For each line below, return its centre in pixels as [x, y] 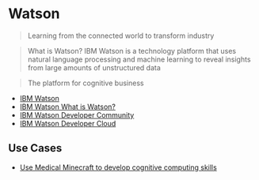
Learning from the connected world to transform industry [121, 36]
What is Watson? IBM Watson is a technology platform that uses [132, 51]
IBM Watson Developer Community [77, 114]
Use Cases [35, 148]
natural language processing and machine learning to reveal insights [139, 59]
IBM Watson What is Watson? [68, 107]
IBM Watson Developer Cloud [68, 123]
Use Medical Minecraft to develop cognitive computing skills [118, 167]
